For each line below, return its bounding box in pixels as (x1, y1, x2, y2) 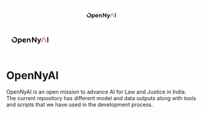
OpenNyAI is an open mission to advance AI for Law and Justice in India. (6, 88, 187, 95)
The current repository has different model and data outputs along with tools (6, 95, 197, 102)
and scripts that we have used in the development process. (6, 101, 154, 109)
